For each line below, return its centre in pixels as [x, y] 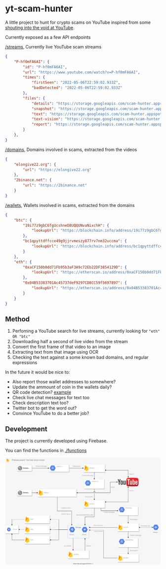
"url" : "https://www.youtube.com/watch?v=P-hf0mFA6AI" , [82, 72]
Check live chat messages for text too [51, 398]
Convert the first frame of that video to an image [62, 347]
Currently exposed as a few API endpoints [48, 37]
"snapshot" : [44, 109]
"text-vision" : [47, 119]
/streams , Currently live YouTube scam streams [53, 47]
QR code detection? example [42, 392]
